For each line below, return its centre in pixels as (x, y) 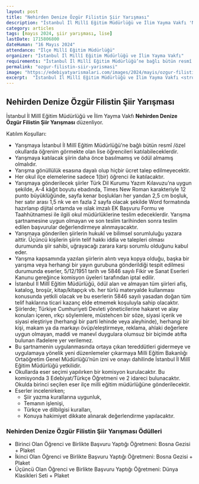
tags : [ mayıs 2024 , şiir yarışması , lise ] (59, 34)
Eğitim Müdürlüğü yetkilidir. (48, 366)
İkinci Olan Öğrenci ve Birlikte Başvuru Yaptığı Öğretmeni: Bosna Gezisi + (104, 457)
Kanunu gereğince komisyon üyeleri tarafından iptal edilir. (85, 277)
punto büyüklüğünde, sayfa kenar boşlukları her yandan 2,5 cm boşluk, (101, 195)
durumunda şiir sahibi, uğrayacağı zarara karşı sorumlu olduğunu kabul (101, 246)
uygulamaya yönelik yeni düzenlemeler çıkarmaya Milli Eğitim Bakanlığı (101, 352)
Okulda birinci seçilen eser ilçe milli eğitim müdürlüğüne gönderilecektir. (102, 384)
